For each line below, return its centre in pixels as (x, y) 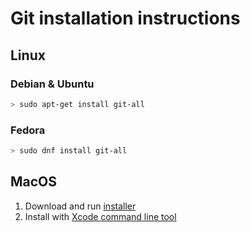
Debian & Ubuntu (52, 84)
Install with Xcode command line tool (100, 216)
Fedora (28, 130)
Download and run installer (80, 206)
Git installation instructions (125, 18)
